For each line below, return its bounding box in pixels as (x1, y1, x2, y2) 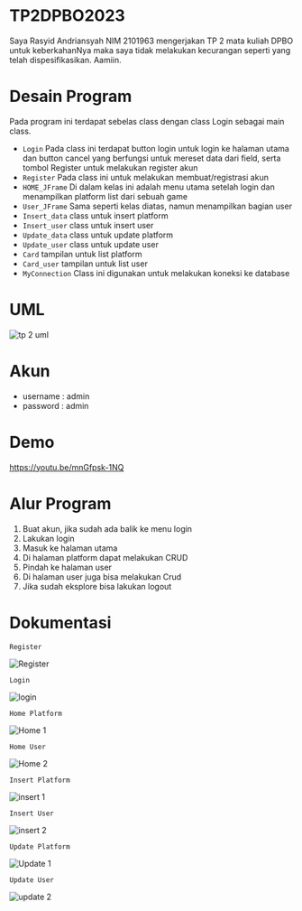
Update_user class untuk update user (22, 238, 160, 249)
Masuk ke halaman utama (22, 543, 118, 553)
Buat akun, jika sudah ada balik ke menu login (22, 523, 192, 534)
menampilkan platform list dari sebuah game (22, 191, 188, 201)
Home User (9, 742, 47, 751)
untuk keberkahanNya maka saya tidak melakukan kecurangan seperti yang (9, 44, 291, 55)
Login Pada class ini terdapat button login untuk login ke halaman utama (22, 143, 290, 153)
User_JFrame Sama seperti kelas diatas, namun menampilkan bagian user (22, 200, 293, 211)
